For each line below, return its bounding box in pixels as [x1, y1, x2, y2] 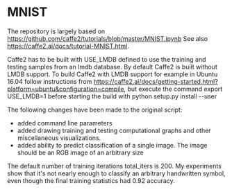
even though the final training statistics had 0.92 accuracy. [7, 176, 175, 184]
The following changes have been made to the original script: [7, 105, 183, 114]
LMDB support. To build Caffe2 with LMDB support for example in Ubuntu [7, 70, 218, 78]
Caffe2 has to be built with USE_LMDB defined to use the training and [7, 55, 206, 63]
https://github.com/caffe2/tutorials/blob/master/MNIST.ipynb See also [7, 34, 208, 42]
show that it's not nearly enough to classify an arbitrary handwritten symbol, [7, 169, 226, 177]
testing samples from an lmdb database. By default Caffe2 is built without [7, 62, 217, 71]
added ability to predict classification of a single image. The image [17, 141, 208, 149]
